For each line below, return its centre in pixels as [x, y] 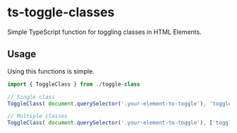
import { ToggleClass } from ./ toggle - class [74, 84]
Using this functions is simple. [51, 71]
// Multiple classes [38, 116]
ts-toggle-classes [61, 12]
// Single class [31, 97]
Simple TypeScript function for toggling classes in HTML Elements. [105, 32]
